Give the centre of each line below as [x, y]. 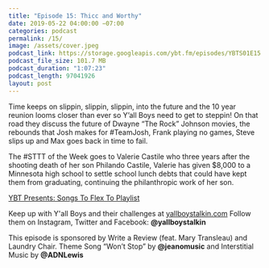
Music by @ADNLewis [46, 254]
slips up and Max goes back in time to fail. [78, 140]
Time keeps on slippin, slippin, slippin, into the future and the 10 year [122, 107]
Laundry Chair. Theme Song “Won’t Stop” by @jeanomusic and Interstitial [131, 246]
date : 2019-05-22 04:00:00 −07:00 [66, 23]
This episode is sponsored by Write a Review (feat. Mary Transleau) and [128, 237]
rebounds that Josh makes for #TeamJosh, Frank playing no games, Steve [132, 132]
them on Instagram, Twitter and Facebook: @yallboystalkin [108, 222]
